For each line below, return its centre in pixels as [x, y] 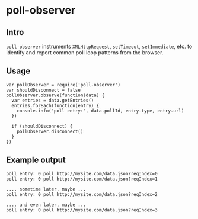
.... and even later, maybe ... [46, 205]
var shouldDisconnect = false [44, 90]
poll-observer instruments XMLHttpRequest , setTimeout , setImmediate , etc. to [99, 46]
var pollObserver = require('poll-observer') [63, 85]
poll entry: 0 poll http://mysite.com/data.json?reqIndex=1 [82, 179]
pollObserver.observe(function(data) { [55, 95]
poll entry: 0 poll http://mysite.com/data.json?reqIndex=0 [82, 173]
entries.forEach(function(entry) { [55, 105]
